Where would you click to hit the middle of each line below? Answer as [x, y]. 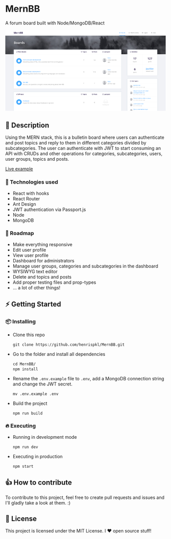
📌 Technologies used [32, 182]
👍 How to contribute [39, 483]
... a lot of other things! [36, 287]
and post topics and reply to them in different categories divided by [76, 143]
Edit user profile [29, 250]
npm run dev [25, 447]
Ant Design [24, 204]
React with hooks [31, 193]
